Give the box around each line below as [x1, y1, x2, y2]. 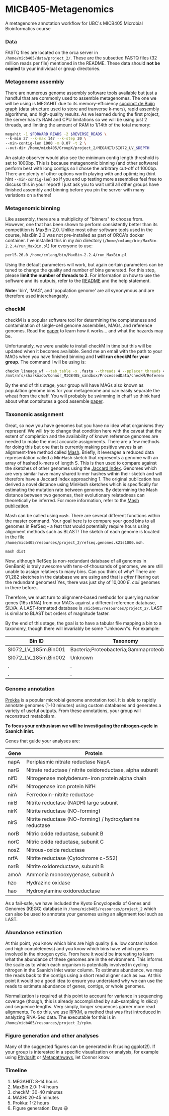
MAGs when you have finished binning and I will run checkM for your [5, 354, 149, 360]
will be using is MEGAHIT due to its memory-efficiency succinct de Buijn [5, 100, 155, 106]
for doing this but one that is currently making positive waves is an [5, 444, 143, 450]
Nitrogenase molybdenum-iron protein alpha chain [26, 775, 147, 782]
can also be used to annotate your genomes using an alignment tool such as [5, 911, 163, 917]
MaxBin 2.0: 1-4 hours [12, 1084, 59, 1090]
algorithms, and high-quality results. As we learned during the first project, [5, 111, 160, 117]
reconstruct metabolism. [5, 713, 56, 719]
